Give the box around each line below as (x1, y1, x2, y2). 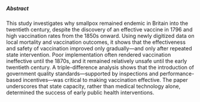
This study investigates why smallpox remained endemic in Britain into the (6, 20, 189, 27)
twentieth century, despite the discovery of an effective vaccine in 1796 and (6, 26, 193, 33)
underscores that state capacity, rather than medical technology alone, (6, 82, 181, 90)
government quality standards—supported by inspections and (6, 70, 159, 77)
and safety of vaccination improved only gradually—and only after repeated (6, 44, 192, 52)
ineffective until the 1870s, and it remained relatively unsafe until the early (6, 57, 187, 65)
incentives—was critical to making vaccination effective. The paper (23, 76, 188, 83)
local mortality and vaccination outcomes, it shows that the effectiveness (6, 39, 186, 46)
